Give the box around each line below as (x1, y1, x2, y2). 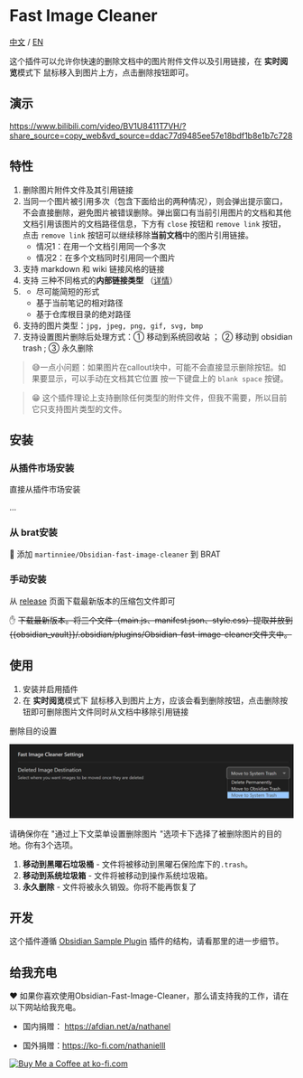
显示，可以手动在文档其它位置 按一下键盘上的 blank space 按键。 (47, 372, 289, 384)
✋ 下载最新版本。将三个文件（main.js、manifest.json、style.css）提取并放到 (9, 614, 293, 625)
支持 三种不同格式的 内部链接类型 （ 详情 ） (22, 275, 178, 286)
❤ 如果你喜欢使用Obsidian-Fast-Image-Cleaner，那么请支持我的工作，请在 (9, 990, 289, 1001)
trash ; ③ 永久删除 (22, 342, 94, 353)
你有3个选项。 (24, 839, 78, 850)
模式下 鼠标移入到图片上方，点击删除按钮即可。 (17, 67, 194, 78)
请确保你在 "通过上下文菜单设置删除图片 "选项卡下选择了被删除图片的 (9, 828, 266, 839)
